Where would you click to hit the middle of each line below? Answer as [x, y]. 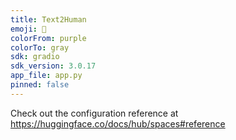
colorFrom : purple [48, 38]
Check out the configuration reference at [94, 113]
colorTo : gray [40, 47]
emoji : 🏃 [28, 29]
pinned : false [40, 85]
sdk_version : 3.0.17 [53, 66]
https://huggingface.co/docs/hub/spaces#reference [118, 123]
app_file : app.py [46, 76]
